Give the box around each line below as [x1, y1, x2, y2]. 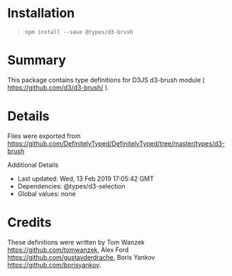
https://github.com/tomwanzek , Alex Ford [7, 245, 129, 254]
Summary [7, 52, 66, 68]
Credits [7, 215, 52, 230]
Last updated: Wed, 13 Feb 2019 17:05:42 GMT [17, 174, 155, 183]
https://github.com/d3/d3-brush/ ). [7, 83, 109, 92]
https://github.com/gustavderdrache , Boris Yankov [7, 253, 155, 261]
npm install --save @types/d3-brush [24, 28, 133, 36]
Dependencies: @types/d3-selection [17, 181, 126, 190]
